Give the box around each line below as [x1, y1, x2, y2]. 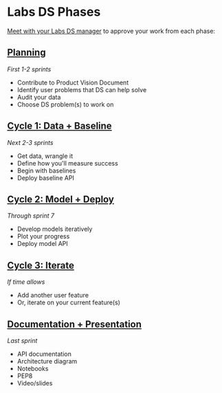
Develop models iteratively [16, 225, 93, 234]
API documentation [16, 350, 72, 358]
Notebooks [16, 365, 49, 372]
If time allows [7, 278, 45, 286]
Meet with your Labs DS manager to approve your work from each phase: [7, 27, 215, 35]
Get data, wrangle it [16, 152, 74, 160]
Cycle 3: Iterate [7, 259, 74, 271]
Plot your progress [16, 232, 70, 240]
